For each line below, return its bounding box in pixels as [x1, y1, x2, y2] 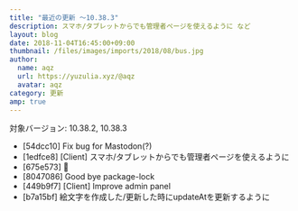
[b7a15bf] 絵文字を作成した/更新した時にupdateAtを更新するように [22, 191, 271, 203]
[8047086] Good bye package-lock [22, 171, 155, 182]
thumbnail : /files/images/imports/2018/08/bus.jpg [9, 47, 204, 56]
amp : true [9, 96, 47, 106]
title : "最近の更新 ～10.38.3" [9, 13, 119, 23]
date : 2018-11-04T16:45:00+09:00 [9, 38, 135, 48]
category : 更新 [9, 88, 64, 97]
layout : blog [9, 30, 59, 39]
